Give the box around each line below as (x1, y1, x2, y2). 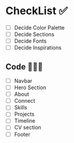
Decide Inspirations (14, 44, 62, 51)
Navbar (14, 77, 33, 84)
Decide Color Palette (14, 24, 65, 31)
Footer (14, 131, 31, 138)
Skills (14, 104, 28, 111)
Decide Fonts (14, 37, 47, 45)
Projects (14, 110, 35, 118)
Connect (14, 97, 36, 105)
